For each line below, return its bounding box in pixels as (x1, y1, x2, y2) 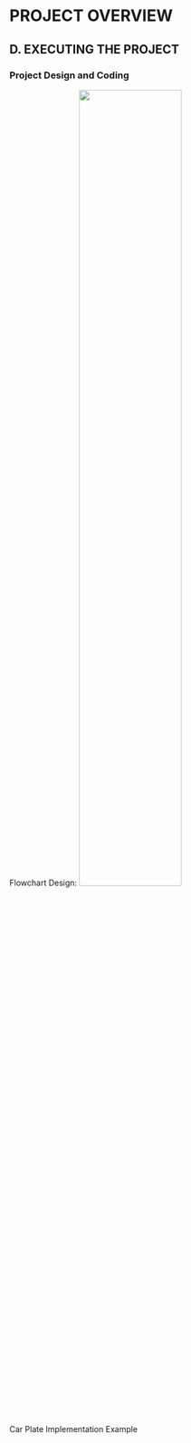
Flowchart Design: (9, 877, 78, 888)
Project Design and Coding (9, 69, 129, 82)
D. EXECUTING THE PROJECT (9, 42, 179, 57)
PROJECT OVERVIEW (9, 5, 174, 26)
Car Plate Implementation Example (9, 1423, 138, 1434)
